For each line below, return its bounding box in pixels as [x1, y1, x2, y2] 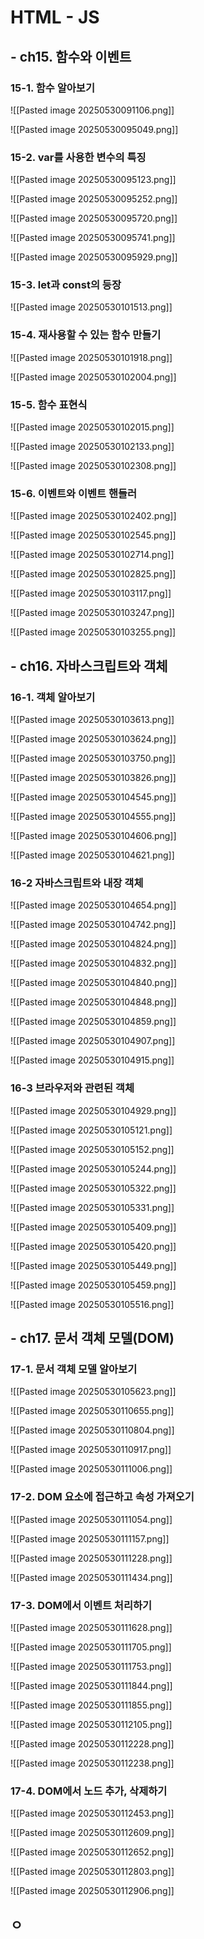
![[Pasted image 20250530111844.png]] [10, 1679, 173, 1691]
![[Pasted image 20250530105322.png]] [10, 1182, 177, 1194]
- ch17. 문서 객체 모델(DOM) [10, 1330, 175, 1347]
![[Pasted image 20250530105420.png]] [10, 1240, 177, 1252]
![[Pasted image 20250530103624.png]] [10, 733, 177, 745]
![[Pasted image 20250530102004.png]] [10, 371, 177, 383]
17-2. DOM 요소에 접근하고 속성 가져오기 [10, 1490, 195, 1504]
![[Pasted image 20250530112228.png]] [10, 1737, 175, 1750]
